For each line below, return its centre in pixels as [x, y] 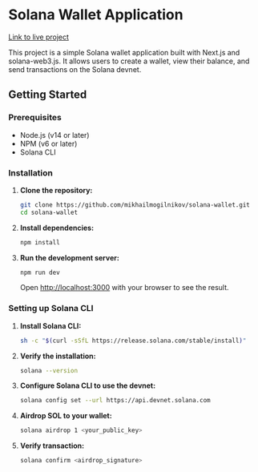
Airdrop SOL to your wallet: [66, 416]
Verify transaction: [52, 446]
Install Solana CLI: [50, 325]
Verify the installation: [58, 356]
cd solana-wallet [49, 212]
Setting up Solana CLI [51, 309]
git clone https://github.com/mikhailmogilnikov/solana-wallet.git [135, 205]
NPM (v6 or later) [48, 143]
